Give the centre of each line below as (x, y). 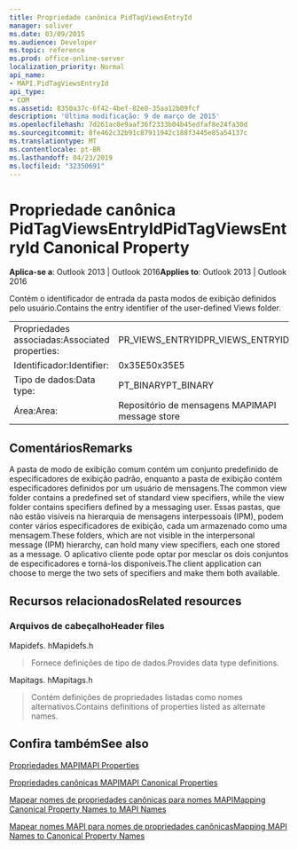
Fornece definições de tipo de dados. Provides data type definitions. (155, 663)
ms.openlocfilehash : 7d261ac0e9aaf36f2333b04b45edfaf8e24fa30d (129, 125)
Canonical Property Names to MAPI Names (88, 809)
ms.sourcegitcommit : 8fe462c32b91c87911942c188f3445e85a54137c (129, 133)
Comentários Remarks (71, 448)
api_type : (27, 91)
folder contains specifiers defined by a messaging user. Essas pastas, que (145, 508)
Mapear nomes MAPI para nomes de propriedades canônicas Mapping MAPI (149, 826)
